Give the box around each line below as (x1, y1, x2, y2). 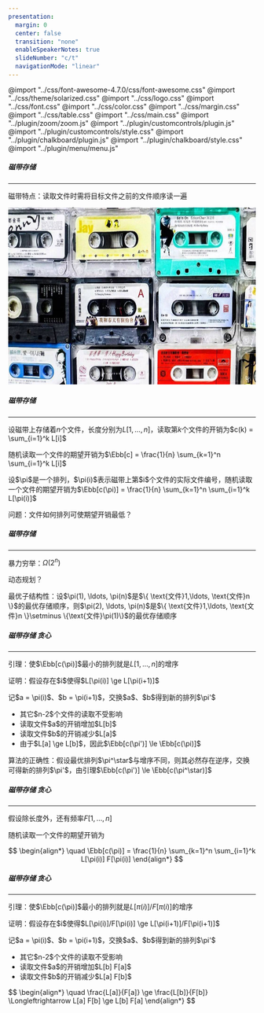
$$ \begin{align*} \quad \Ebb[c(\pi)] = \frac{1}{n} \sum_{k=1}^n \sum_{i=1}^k (8, 846, 256, 856)
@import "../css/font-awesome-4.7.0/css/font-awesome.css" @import (8, 85, 236, 94)
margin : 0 (15, 20, 47, 29)
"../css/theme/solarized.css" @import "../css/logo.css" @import (8, 93, 214, 102)
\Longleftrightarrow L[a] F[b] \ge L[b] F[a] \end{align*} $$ (8, 996, 196, 1006)
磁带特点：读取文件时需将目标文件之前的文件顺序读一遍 (8, 191, 187, 201)
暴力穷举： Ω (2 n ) (8, 557, 61, 568)
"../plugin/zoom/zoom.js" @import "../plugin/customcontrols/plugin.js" (8, 118, 235, 127)
